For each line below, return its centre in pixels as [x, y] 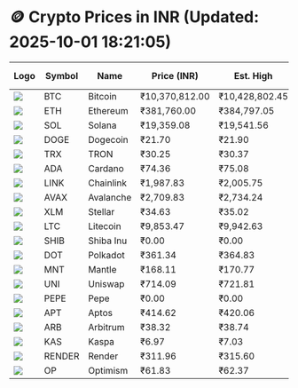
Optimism [108, 370]
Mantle [102, 269]
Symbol [62, 75]
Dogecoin [108, 139]
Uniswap [106, 283]
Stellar [102, 211]
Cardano [106, 168]
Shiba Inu [108, 241]
